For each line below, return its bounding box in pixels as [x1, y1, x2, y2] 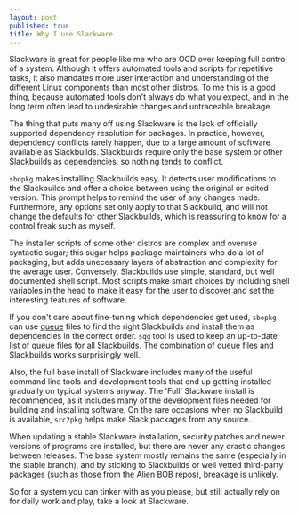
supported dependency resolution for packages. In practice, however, [9, 128, 265, 139]
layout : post [9, 12, 58, 22]
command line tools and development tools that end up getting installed [9, 376, 272, 387]
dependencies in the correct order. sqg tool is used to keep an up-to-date [9, 331, 278, 342]
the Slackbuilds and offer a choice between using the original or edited [9, 183, 269, 194]
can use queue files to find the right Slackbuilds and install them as [9, 321, 255, 332]
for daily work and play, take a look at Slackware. [9, 495, 189, 507]
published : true [9, 21, 69, 30]
